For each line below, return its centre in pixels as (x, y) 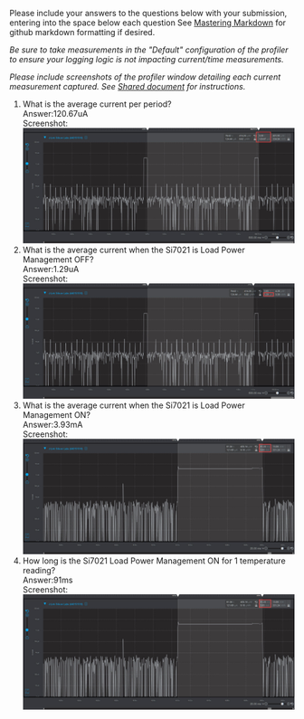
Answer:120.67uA (55, 114)
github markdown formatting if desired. (82, 32)
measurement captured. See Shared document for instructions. (128, 86)
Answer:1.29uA (51, 269)
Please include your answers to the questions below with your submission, (148, 13)
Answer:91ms (47, 580)
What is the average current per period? (97, 104)
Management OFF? (58, 259)
